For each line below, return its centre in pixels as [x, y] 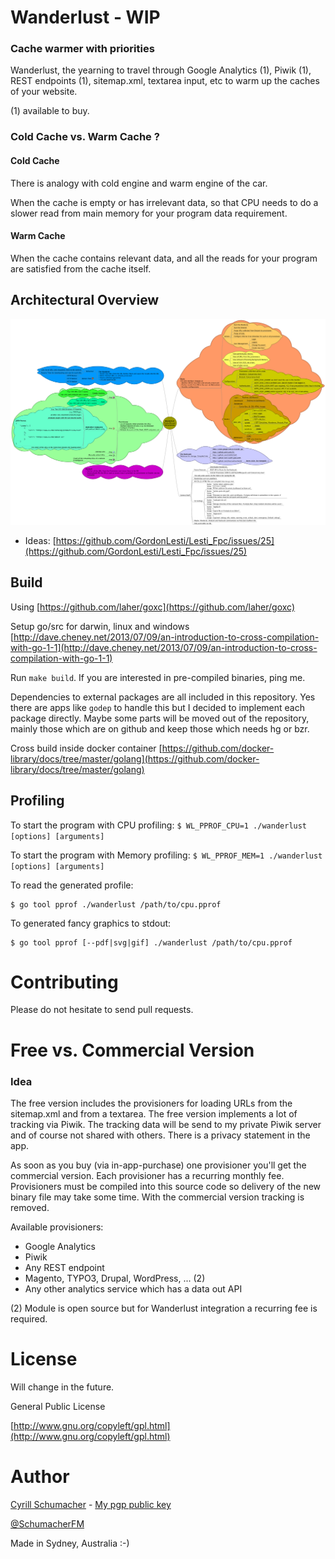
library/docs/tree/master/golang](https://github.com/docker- [135, 758]
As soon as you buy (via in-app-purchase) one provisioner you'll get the [158, 1165]
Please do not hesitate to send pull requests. [102, 1010]
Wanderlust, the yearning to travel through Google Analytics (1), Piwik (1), [161, 70]
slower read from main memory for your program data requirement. [149, 213]
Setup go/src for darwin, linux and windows [100, 626]
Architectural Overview [85, 300]
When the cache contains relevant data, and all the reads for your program [164, 258]
